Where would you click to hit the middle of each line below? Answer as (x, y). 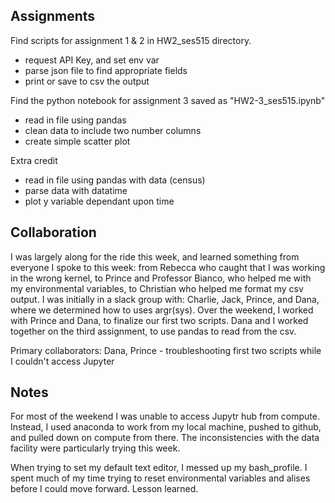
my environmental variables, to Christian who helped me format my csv (157, 288)
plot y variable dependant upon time (99, 201)
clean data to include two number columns (113, 130)
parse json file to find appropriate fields (106, 70)
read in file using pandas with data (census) (115, 180)
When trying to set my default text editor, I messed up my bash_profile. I (159, 468)
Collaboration (53, 232)
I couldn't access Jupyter (62, 361)
